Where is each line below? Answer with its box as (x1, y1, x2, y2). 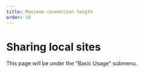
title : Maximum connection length (6, 8, 94, 15)
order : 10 (6, 14, 31, 20)
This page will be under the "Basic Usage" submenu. (6, 60, 138, 67)
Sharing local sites (6, 40, 101, 54)
